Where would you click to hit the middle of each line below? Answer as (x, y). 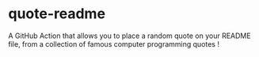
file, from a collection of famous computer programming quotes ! (114, 44)
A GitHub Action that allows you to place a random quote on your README (129, 36)
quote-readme (57, 14)
